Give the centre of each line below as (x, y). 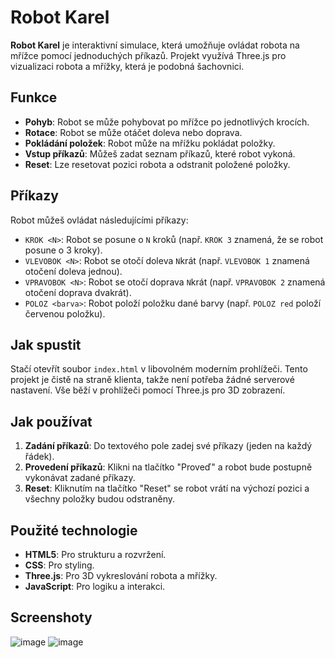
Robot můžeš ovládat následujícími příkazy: (99, 220)
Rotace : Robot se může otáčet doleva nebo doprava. (133, 132)
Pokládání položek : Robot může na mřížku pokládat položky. (150, 143)
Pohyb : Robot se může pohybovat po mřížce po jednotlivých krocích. (167, 122)
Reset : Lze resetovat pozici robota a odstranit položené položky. (157, 164)
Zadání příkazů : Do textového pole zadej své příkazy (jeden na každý (168, 446)
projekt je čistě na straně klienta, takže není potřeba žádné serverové (152, 380)
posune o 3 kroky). (63, 250)
